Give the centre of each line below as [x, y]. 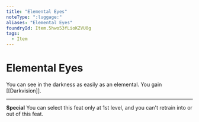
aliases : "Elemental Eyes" [39, 22]
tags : [13, 34]
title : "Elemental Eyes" [37, 11]
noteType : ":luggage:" [34, 17]
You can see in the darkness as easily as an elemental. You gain [84, 84]
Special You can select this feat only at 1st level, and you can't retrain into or [99, 107]
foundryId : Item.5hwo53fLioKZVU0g [49, 28]
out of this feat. [25, 114]
